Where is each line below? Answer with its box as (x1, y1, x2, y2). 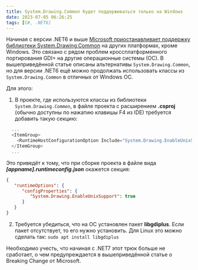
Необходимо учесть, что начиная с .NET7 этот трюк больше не (6, 245, 166, 252)
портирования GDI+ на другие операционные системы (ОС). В (6, 54, 164, 62)
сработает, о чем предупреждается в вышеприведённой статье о (6, 251, 173, 258)
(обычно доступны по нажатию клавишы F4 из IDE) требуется (14, 109, 172, 116)
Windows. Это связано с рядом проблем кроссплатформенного (6, 48, 167, 56)
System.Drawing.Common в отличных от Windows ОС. (6, 73, 134, 80)
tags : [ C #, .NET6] (6, 19, 51, 25)
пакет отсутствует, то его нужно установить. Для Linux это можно (14, 227, 182, 234)
